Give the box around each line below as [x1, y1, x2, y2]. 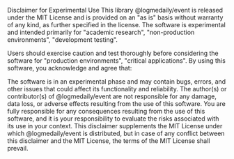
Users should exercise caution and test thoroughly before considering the [7, 49, 219, 57]
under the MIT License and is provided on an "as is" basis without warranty [7, 13, 224, 22]
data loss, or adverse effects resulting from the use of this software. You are [7, 100, 226, 107]
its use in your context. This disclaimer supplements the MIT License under [7, 122, 223, 130]
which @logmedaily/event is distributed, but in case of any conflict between [7, 129, 225, 137]
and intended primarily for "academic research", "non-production [7, 28, 195, 36]
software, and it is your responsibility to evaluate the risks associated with [7, 114, 219, 123]
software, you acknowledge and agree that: [7, 64, 132, 72]
